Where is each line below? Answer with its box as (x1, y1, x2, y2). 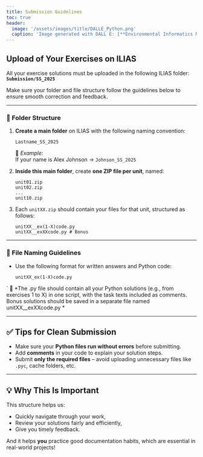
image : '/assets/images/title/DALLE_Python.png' (11, 25, 137, 32)
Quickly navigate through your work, (14, 413, 106, 420)
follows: (14, 212, 35, 219)
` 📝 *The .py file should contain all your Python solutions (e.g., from (6, 285, 174, 292)
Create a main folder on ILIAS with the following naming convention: (14, 127, 186, 134)
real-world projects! (6, 444, 56, 451)
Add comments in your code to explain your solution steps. (14, 349, 163, 356)
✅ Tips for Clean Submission (6, 327, 117, 337)
